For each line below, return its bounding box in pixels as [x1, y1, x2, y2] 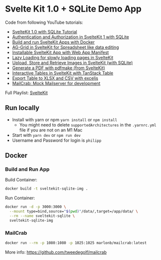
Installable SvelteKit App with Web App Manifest [12, 49, 109, 55]
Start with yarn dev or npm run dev [12, 132, 81, 138]
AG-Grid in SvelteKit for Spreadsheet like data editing [12, 44, 119, 50]
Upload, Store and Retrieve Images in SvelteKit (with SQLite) [12, 60, 133, 65]
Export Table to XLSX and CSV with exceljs [12, 75, 98, 81]
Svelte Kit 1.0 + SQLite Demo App [5, 3, 142, 15]
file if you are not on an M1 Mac [19, 127, 83, 133]
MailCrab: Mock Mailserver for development [12, 80, 101, 86]
